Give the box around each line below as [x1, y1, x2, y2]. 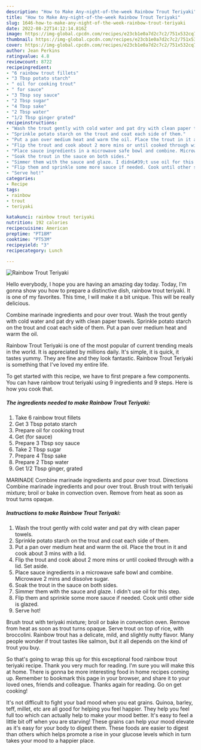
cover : [6, 42, 23, 48]
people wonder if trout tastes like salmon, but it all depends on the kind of [6, 638, 188, 645]
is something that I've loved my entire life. [6, 361, 109, 368]
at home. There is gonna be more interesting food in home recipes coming [6, 668, 190, 676]
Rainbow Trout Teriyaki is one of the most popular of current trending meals [6, 342, 193, 349]
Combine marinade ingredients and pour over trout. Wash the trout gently [6, 312, 187, 319]
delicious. [6, 300, 30, 307]
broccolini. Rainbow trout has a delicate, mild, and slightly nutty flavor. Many [6, 632, 194, 639]
